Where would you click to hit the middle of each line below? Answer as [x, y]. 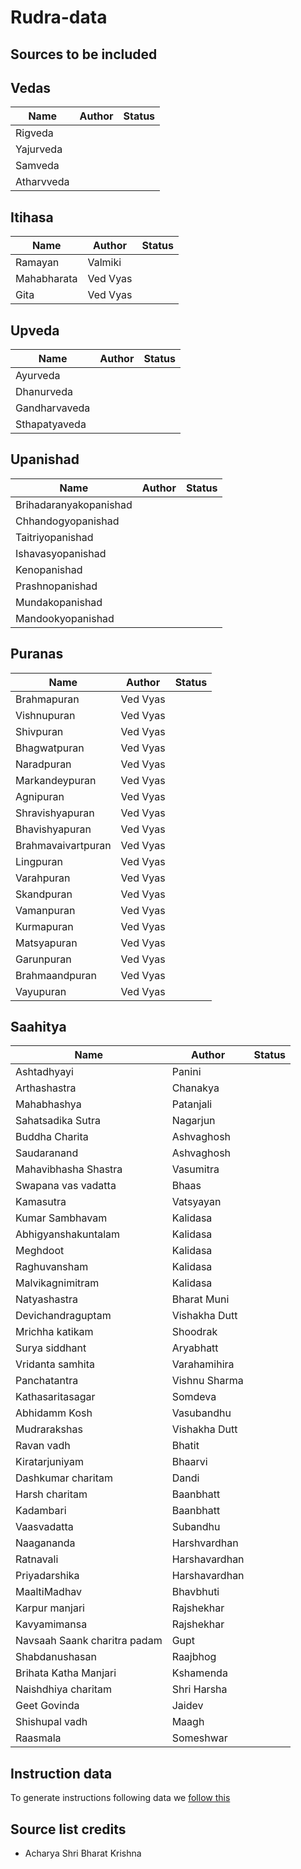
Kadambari [41, 1511]
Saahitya [38, 1027]
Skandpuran [44, 894]
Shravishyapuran [55, 813]
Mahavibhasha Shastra [69, 1169]
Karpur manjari [50, 1608]
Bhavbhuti [195, 1592]
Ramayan [37, 263]
